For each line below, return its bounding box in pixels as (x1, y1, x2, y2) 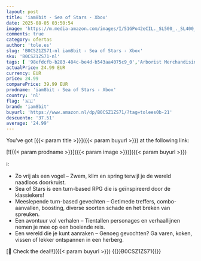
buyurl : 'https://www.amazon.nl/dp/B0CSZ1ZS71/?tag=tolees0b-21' (6, 109, 172, 115)
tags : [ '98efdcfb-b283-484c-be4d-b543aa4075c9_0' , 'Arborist (6, 59, 162, 65)
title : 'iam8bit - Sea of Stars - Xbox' (6, 14, 109, 20)
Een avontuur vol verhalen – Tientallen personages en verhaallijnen (14, 217, 181, 224)
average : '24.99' (6, 121, 50, 127)
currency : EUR (6, 70, 42, 76)
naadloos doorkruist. (14, 179, 66, 186)
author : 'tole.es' (6, 43, 52, 49)
